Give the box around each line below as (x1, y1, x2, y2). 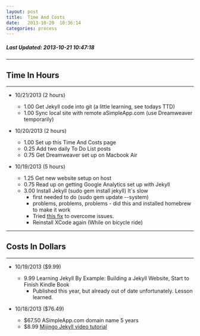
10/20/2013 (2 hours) (14, 127, 67, 135)
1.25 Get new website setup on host (23, 175, 112, 182)
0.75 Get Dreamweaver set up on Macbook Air (23, 151, 138, 158)
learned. (32, 293, 54, 301)
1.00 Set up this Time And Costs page (23, 139, 116, 146)
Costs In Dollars (6, 242, 67, 252)
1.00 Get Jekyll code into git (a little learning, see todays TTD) (23, 103, 176, 110)
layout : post (6, 8, 39, 15)
